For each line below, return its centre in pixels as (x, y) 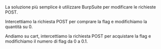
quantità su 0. (19, 27)
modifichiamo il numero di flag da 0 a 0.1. (47, 41)
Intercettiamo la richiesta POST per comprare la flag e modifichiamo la (76, 22)
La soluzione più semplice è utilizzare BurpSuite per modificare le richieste (80, 7)
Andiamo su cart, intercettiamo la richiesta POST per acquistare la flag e (78, 36)
